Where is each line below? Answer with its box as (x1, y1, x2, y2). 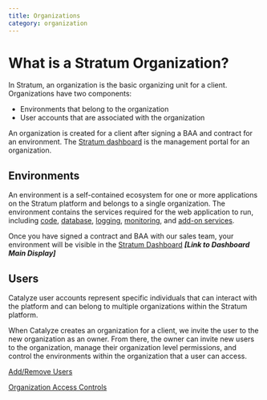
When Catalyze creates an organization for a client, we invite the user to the (8, 326, 259, 336)
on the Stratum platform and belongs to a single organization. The (8, 198, 226, 209)
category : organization (8, 19, 88, 27)
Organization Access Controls (8, 382, 107, 392)
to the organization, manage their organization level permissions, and (8, 343, 237, 353)
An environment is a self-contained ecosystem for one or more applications (8, 190, 258, 200)
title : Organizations (8, 11, 81, 20)
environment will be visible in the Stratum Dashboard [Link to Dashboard (8, 240, 250, 250)
